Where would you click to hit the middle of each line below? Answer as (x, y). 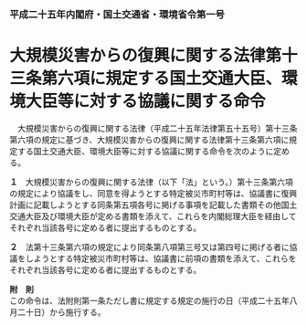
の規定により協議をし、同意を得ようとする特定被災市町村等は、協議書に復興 (153, 193)
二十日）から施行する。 (61, 311)
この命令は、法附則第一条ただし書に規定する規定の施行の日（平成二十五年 (149, 300)
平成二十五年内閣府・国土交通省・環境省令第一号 (117, 14)
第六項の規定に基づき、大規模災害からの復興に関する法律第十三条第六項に (149, 140)
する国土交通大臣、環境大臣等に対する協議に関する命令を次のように (145, 151)
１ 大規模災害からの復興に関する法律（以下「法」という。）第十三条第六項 (152, 182)
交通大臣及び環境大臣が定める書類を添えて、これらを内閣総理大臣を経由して (153, 216)
